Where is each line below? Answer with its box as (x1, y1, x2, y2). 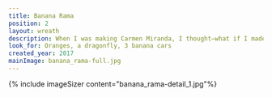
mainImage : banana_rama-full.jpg (8, 57, 121, 65)
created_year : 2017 (8, 49, 74, 57)
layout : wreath (8, 27, 60, 35)
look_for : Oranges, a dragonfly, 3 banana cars (8, 42, 172, 50)
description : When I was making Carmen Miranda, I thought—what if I (8, 34, 249, 43)
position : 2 (8, 19, 49, 27)
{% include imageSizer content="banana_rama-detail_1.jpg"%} (8, 78, 217, 89)
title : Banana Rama (8, 11, 74, 20)
